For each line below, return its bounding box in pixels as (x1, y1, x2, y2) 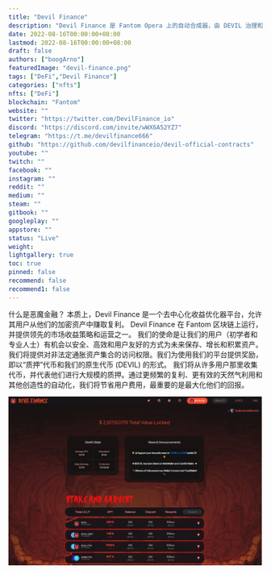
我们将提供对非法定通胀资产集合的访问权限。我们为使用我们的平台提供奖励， (8, 349, 263, 359)
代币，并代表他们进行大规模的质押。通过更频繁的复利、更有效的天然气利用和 (8, 369, 263, 379)
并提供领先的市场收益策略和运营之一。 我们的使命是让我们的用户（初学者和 (8, 329, 258, 339)
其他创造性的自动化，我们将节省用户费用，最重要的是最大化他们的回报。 (8, 380, 248, 389)
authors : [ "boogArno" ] (8, 56, 85, 64)
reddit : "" (8, 183, 45, 191)
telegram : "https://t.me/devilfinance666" (8, 132, 153, 140)
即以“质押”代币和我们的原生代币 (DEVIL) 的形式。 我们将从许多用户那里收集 (8, 360, 258, 369)
